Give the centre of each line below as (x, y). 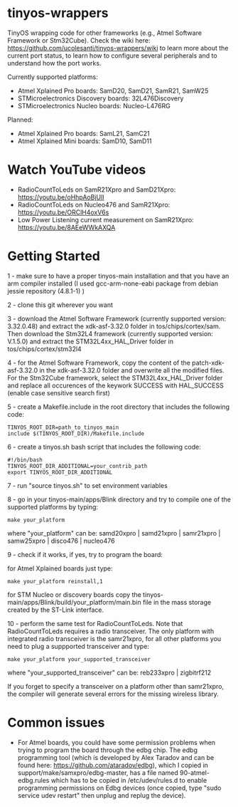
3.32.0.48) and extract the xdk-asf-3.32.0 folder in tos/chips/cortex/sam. (114, 326)
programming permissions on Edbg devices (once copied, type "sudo (119, 788)
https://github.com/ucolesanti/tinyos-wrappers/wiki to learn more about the (118, 48)
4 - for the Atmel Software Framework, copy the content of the (99, 363)
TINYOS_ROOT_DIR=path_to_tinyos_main (63, 427)
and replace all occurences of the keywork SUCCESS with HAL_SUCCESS (115, 385)
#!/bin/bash (25, 460)
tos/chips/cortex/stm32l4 (44, 349)
